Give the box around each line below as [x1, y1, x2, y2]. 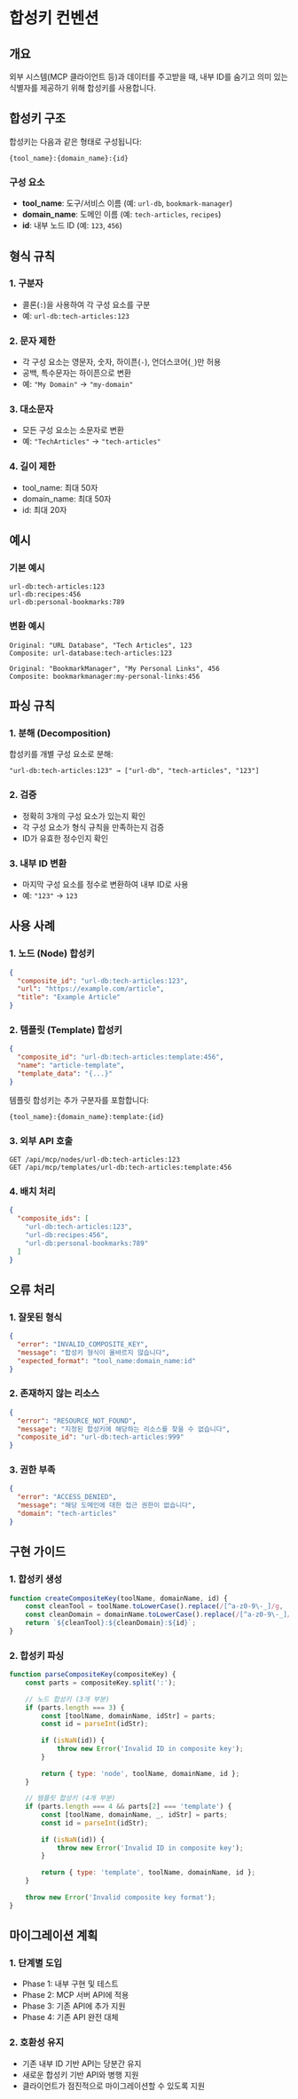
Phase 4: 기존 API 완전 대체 [21, 2012, 119, 2023]
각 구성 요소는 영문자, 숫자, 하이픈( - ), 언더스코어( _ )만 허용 [21, 357, 222, 367]
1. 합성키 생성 [9, 1573, 63, 1585]
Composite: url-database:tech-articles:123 [9, 649, 173, 658]
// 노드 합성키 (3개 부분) [25, 1694, 110, 1704]
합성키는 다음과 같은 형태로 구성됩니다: [9, 136, 142, 146]
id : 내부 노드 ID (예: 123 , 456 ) [21, 220, 122, 231]
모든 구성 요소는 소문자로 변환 [21, 425, 124, 436]
